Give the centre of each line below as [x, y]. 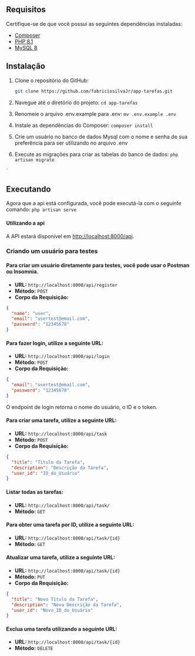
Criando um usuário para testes [52, 251]
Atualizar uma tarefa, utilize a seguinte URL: [61, 557]
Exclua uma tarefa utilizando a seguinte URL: [62, 629]
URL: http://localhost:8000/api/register [66, 285]
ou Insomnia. [22, 272]
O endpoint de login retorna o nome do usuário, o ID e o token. [82, 407]
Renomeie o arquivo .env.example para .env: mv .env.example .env [95, 113]
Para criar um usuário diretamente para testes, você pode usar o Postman [98, 265]
